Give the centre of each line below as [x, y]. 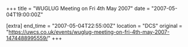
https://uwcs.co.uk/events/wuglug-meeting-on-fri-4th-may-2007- [89, 32]
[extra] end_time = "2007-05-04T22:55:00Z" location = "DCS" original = [94, 26]
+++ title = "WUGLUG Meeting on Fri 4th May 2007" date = [78, 8]
